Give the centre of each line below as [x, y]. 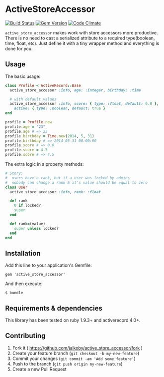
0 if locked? [28, 206]
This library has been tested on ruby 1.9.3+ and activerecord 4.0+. [73, 320]
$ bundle [14, 293]
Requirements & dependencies [54, 308]
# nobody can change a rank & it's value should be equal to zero [77, 183]
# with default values [33, 99]
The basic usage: [23, 76]
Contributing [25, 336]
